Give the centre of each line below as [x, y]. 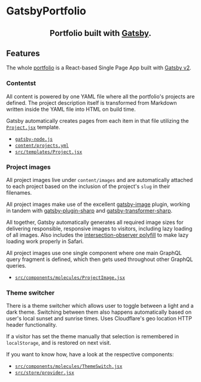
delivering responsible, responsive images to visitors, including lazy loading [99, 228]
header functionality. [32, 325]
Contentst [21, 83]
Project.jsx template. [33, 127]
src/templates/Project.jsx [48, 152]
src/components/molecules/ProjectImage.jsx [70, 278]
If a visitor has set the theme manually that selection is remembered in [93, 336]
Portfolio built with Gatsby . [100, 33]
